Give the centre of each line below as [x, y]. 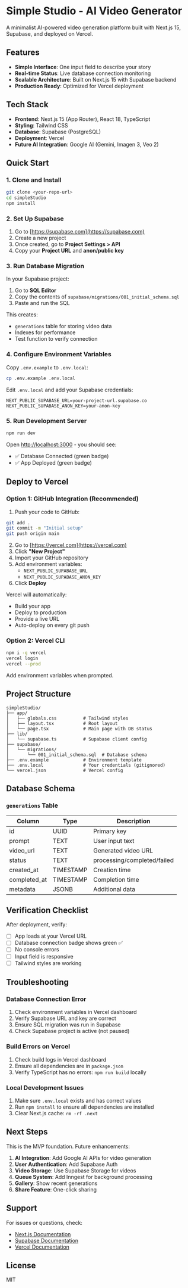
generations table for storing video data [63, 326]
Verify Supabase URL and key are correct [66, 1018]
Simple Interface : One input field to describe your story [83, 67]
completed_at [28, 879]
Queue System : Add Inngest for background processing [83, 1177]
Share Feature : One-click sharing [55, 1189]
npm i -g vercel [26, 653]
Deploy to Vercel [37, 482]
